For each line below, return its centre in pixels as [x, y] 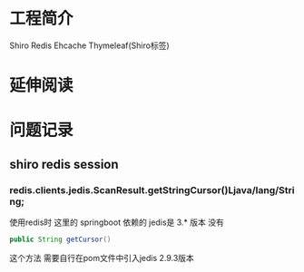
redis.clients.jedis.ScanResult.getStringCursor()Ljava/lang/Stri [152, 189]
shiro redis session [64, 164]
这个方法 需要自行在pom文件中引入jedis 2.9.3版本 [102, 257]
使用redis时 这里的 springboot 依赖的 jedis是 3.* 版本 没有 [117, 222]
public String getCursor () [60, 239]
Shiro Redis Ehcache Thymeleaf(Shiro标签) [89, 45]
